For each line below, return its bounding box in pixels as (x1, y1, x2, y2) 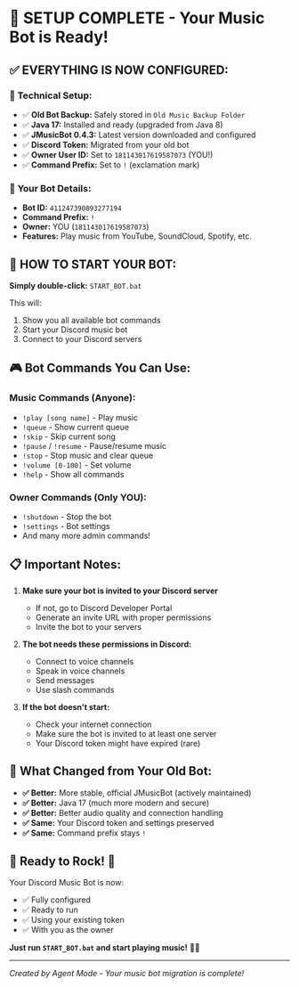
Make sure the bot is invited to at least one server (35, 728, 217, 738)
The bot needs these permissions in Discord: (21, 639, 192, 649)
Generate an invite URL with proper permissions (35, 612, 212, 623)
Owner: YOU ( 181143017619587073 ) (21, 222, 149, 232)
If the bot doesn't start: (21, 701, 110, 712)
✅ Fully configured (21, 894, 92, 905)
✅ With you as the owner (21, 925, 114, 935)
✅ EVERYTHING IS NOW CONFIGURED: (9, 62, 229, 77)
